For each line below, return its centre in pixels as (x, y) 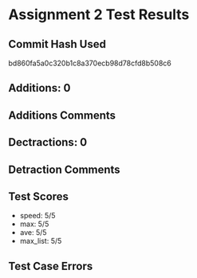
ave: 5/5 (33, 233)
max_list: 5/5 (41, 241)
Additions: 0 (39, 88)
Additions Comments (62, 115)
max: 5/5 (34, 224)
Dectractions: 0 (48, 142)
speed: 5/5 (37, 216)
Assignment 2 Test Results (99, 15)
